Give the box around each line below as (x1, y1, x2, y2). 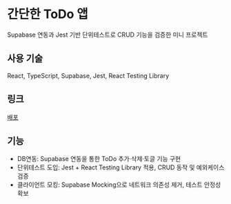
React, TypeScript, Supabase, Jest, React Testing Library (7, 71, 170, 80)
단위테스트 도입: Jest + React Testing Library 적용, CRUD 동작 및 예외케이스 (17, 163, 225, 171)
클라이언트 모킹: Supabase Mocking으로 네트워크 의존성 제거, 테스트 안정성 (17, 180, 221, 189)
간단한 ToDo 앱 (7, 6, 88, 22)
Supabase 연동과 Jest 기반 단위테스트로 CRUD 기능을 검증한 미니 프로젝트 (7, 30, 208, 39)
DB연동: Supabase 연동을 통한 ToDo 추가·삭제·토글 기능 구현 (17, 155, 181, 163)
